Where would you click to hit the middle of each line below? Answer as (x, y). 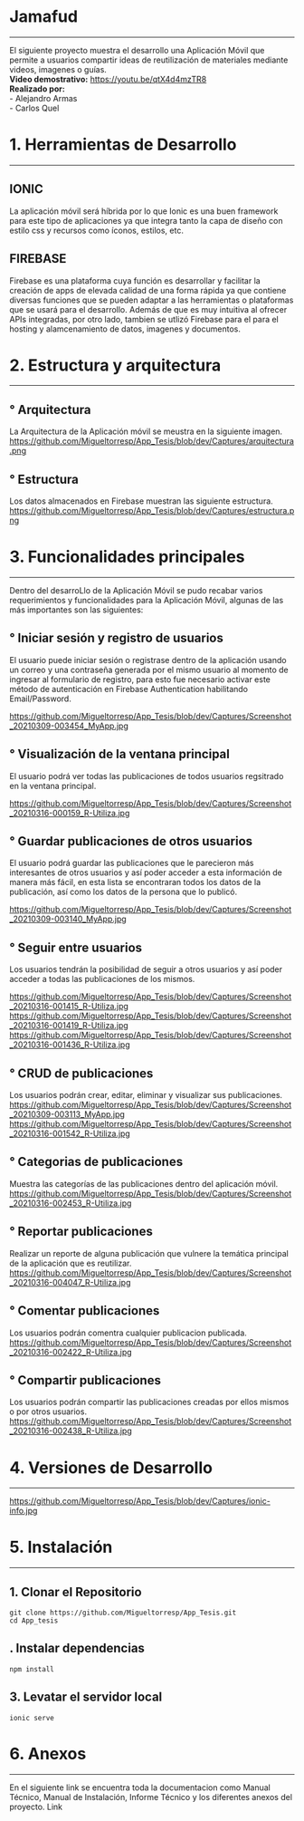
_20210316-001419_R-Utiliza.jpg (69, 1026)
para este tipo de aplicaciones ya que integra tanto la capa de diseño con (146, 220)
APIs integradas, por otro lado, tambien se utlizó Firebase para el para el (144, 319)
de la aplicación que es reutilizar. (71, 1263)
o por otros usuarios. (48, 1412)
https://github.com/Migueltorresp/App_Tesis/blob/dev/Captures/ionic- (140, 1501)
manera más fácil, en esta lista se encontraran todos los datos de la (135, 882)
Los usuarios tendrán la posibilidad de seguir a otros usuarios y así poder (146, 969)
